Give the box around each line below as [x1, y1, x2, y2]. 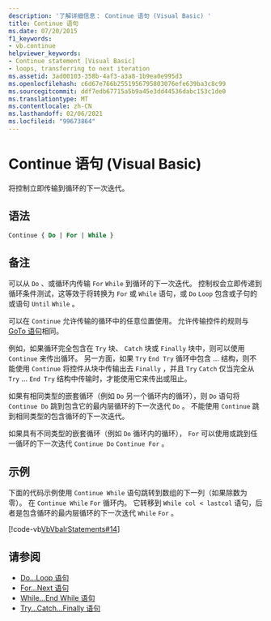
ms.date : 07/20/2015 [8, 27, 78, 35]
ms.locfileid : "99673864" [8, 118, 95, 126]
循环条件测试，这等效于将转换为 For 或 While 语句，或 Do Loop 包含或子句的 [8, 289, 257, 298]
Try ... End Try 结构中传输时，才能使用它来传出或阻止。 [8, 374, 192, 383]
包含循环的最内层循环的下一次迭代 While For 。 [22, 508, 179, 518]
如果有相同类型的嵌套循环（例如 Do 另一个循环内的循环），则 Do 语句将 [8, 391, 240, 401]
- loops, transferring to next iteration [8, 65, 150, 73]
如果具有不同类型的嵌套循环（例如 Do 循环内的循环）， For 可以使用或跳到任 [8, 429, 258, 439]
